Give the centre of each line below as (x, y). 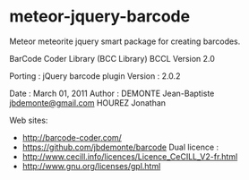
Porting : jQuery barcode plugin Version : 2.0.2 (95, 76)
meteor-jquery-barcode (100, 17)
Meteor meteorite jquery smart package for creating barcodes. (125, 41)
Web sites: (29, 120)
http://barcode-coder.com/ (72, 137)
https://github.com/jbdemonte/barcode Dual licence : (120, 147)
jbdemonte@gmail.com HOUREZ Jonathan (88, 103)
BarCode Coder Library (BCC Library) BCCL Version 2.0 (112, 58)
